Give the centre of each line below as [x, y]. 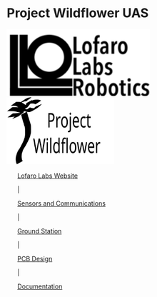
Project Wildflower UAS [78, 13]
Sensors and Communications [61, 203]
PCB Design [35, 258]
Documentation [40, 286]
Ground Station [39, 231]
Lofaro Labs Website [47, 176]
